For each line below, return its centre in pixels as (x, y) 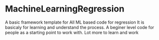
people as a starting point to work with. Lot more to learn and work (72, 32)
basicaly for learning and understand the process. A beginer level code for (80, 27)
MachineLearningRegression (65, 9)
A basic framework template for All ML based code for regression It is (75, 22)
